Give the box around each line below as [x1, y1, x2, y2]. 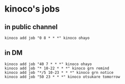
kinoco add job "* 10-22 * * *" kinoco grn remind [4, 66, 109, 71]
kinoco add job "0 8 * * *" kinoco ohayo [4, 35, 90, 40]
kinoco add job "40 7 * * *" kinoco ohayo [4, 62, 92, 67]
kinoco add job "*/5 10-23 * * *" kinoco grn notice [4, 70, 114, 75]
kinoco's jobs [4, 3, 60, 15]
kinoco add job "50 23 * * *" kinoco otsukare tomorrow [4, 74, 120, 79]
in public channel [4, 23, 58, 31]
